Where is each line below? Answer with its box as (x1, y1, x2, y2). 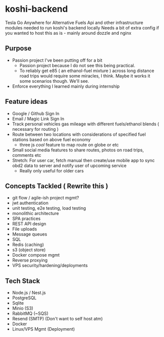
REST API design (12, 221, 47, 227)
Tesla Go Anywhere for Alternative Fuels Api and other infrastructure (5, 20, 143, 25)
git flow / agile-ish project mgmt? (12, 195, 79, 201)
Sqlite (12, 300, 24, 306)
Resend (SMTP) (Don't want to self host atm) (12, 316, 103, 322)
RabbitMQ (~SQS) (12, 311, 49, 316)
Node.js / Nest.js (12, 290, 46, 296)
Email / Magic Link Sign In (12, 116, 65, 121)
